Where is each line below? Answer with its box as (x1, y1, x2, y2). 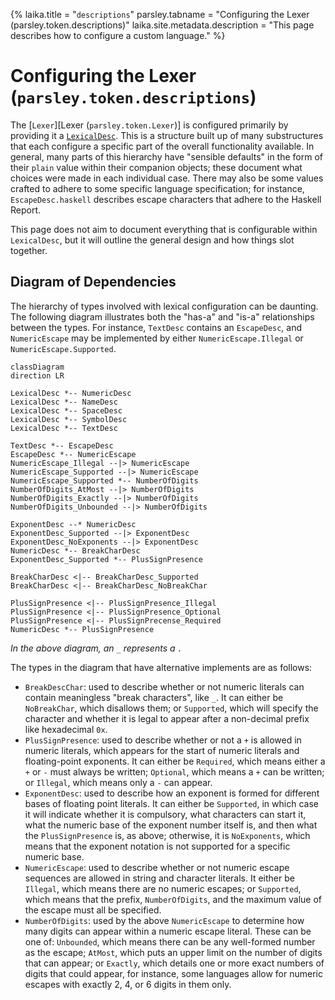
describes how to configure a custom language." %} (10, 30, 226, 41)
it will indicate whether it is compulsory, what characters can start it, (24, 808, 307, 820)
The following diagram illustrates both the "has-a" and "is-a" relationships (10, 310, 315, 323)
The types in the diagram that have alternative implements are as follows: (10, 661, 313, 673)
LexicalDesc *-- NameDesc (10, 397, 118, 407)
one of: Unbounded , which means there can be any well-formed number (24, 935, 316, 948)
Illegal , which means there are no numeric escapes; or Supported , (24, 882, 302, 894)
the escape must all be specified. (24, 904, 162, 916)
